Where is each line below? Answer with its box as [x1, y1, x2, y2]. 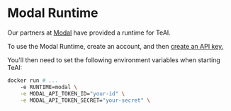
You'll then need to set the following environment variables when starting [7, 55, 221, 64]
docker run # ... [7, 76, 59, 84]
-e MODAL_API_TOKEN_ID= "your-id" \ [20, 90, 125, 97]
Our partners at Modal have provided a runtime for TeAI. [7, 28, 171, 37]
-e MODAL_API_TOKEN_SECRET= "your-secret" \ [20, 97, 151, 104]
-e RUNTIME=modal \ [20, 83, 78, 90]
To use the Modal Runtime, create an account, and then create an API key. [7, 42, 224, 50]
